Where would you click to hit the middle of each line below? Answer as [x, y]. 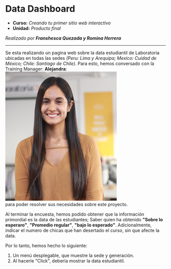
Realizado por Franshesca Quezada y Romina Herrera [63, 38]
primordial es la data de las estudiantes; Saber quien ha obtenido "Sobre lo [84, 219]
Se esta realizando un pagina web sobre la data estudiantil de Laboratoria [82, 53]
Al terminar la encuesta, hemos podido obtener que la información [75, 214]
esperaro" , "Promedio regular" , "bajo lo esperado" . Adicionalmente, [78, 225]
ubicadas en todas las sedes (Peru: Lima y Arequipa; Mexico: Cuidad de [81, 58]
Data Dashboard [40, 9]
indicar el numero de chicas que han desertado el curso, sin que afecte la [82, 230]
